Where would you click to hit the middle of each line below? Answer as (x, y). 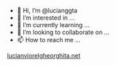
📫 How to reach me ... (48, 40)
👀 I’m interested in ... (46, 18)
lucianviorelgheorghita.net (44, 55)
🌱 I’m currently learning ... (53, 25)
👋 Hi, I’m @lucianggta (47, 11)
